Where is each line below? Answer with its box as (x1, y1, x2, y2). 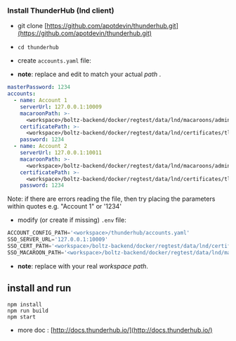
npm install (7, 301, 42, 308)
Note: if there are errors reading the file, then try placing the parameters (7, 194, 216, 203)
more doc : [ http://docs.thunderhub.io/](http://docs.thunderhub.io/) (17, 325, 213, 334)
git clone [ (17, 22, 47, 30)
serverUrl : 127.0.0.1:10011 (20, 149, 102, 156)
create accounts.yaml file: (17, 56, 91, 65)
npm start (7, 313, 37, 321)
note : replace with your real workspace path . (17, 261, 149, 270)
